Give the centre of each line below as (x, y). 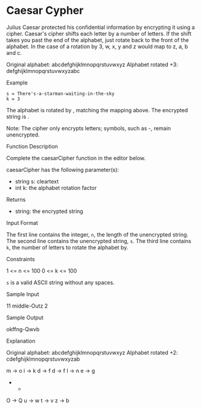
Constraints (21, 259)
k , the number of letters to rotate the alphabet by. (67, 247)
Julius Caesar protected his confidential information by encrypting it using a (101, 27)
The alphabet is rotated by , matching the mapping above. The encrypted (97, 110)
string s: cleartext (37, 181)
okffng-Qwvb (23, 329)
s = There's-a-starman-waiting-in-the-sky (60, 94)
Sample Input (23, 294)
